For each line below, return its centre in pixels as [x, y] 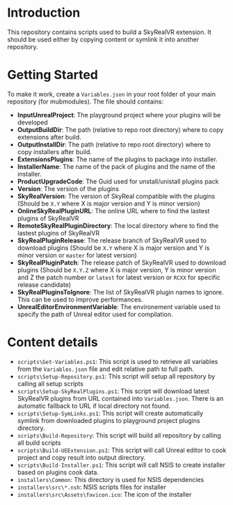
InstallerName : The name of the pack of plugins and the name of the [116, 166]
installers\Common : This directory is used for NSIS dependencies [111, 479]
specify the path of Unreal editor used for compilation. [95, 314]
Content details [53, 342]
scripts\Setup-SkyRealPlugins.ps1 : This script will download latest [113, 391]
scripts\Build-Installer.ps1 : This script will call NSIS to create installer [121, 465]
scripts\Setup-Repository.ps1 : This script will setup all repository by [116, 376]
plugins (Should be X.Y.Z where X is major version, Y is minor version [116, 270]
